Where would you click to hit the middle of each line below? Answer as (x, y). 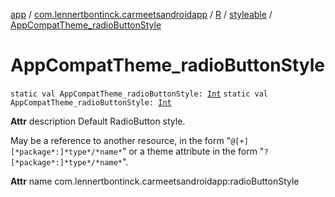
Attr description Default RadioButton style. (98, 121)
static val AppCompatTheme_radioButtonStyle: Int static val (139, 94)
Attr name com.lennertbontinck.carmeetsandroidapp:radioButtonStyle (155, 181)
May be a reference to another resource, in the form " (121, 140)
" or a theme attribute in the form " (193, 151)
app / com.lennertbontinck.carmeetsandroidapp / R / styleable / (141, 14)
